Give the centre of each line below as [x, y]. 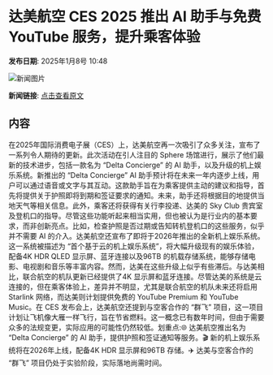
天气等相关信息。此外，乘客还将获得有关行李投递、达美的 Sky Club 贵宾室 [139, 205]
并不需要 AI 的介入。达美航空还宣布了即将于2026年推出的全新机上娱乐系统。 [136, 235]
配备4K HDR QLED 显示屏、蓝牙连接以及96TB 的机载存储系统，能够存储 [129, 256]
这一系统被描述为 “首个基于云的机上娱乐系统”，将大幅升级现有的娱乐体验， [134, 246]
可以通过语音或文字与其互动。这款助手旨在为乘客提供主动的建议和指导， [136, 185]
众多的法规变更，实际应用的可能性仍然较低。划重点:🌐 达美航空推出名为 [127, 327]
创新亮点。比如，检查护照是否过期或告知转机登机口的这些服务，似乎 [150, 226]
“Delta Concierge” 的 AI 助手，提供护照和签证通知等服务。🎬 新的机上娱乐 [131, 337]
